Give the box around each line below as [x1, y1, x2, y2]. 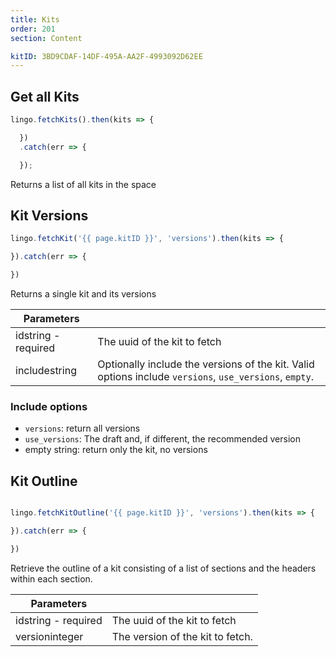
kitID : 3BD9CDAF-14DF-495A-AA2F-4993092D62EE [10, 51, 203, 61]
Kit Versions [10, 207, 89, 224]
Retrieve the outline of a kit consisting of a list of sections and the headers [10, 562, 317, 574]
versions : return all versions [24, 422, 141, 435]
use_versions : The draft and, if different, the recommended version [24, 433, 301, 445]
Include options [10, 399, 88, 413]
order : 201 [10, 24, 56, 34]
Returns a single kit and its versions [10, 288, 157, 300]
